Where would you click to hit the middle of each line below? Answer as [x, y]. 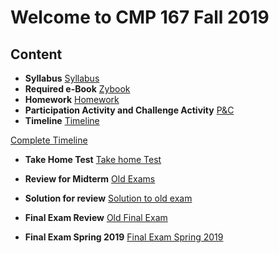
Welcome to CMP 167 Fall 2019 [140, 17]
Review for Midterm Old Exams [90, 179]
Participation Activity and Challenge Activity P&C [129, 110]
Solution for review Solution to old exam [108, 198]
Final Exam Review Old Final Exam [96, 217]
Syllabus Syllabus [62, 78]
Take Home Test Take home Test [93, 159]
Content [36, 54]
